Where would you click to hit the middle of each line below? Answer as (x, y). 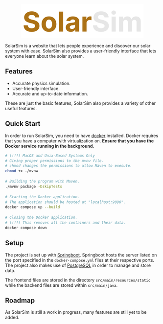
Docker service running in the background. (50, 146)
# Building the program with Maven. (42, 182)
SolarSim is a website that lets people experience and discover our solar (78, 46)
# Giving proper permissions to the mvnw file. (55, 161)
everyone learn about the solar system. (45, 56)
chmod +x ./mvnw (22, 171)
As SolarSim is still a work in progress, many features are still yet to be (76, 312)
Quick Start (23, 124)
